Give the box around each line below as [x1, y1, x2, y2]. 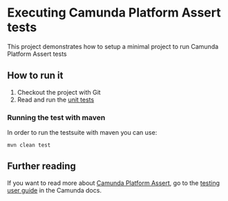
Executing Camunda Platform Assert [7, 5, 221, 21]
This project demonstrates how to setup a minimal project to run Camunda [7, 42, 219, 50]
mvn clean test [7, 142, 51, 149]
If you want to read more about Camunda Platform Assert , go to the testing [7, 178, 220, 187]
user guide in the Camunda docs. [7, 186, 102, 194]
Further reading [7, 160, 76, 172]
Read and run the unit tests [17, 95, 95, 104]
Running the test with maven [7, 113, 106, 122]
